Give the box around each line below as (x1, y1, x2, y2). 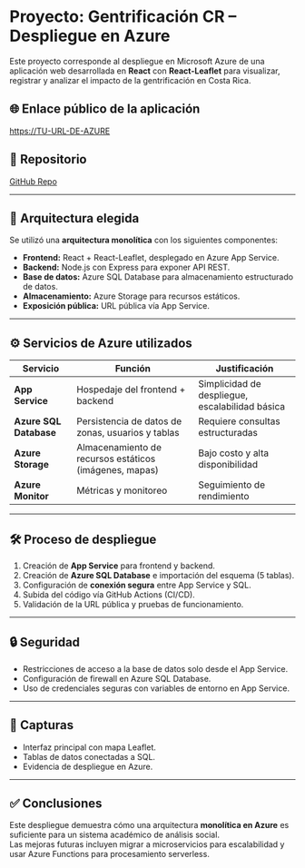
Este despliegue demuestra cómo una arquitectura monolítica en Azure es (9, 820, 290, 831)
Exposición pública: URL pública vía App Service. (22, 301, 211, 311)
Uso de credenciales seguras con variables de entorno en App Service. (22, 683, 290, 694)
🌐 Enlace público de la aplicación (9, 102, 201, 117)
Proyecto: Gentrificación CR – (9, 6, 237, 27)
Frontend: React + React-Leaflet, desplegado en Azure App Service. (22, 252, 280, 263)
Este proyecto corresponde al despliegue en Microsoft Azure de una (9, 55, 265, 66)
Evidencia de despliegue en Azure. (22, 761, 153, 772)
